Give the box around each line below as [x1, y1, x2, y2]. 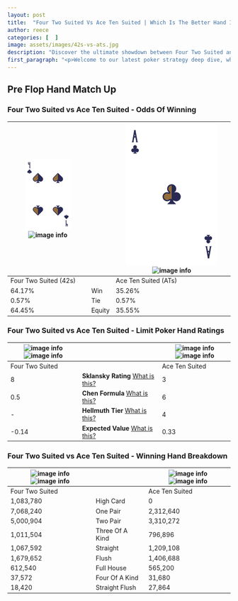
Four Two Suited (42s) [10, 277, 76, 285]
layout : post [7, 11, 46, 18]
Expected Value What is [81, 424, 154, 432]
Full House [95, 563, 127, 572]
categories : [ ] [7, 34, 59, 41]
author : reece [7, 26, 50, 33]
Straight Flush [95, 583, 137, 592]
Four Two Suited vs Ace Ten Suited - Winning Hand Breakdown [7, 451, 228, 461]
